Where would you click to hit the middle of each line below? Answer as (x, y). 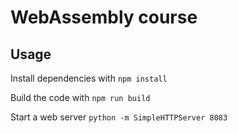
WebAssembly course (104, 17)
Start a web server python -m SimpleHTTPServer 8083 (119, 117)
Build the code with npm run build (80, 97)
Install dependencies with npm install (89, 78)
